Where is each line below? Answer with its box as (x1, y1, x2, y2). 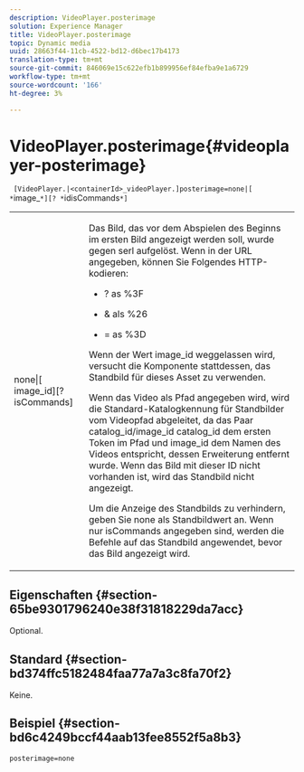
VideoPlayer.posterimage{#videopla (9, 136, 290, 156)
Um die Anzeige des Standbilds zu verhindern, (89, 503, 287, 515)
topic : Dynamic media (9, 38, 91, 48)
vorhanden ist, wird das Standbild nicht (89, 471, 255, 484)
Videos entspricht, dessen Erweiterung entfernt (89, 448, 290, 461)
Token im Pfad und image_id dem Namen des (89, 437, 281, 449)
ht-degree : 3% (9, 89, 63, 98)
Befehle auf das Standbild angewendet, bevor (89, 536, 283, 549)
